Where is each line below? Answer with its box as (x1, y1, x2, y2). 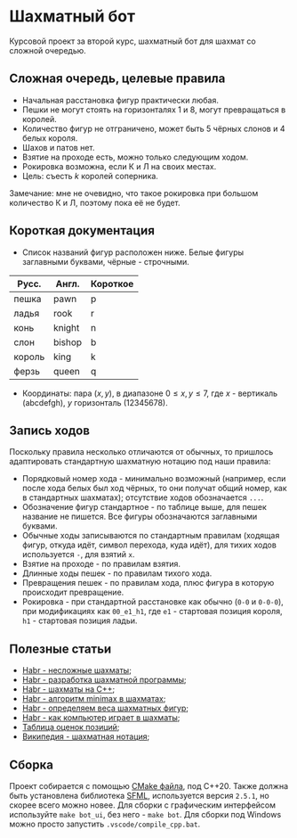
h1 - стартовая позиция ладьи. (21, 615, 138, 626)
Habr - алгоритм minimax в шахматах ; (21, 694, 166, 704)
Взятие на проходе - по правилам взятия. (21, 559, 181, 570)
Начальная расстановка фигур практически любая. (21, 94, 220, 105)
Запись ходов (9, 423, 91, 438)
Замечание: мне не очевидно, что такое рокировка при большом (9, 187, 259, 198)
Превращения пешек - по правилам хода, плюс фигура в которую (21, 578, 275, 588)
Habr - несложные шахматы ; (21, 665, 132, 676)
